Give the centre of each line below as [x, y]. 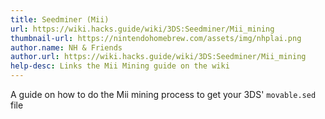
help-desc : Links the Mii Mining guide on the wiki [120, 66]
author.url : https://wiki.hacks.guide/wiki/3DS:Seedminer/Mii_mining [158, 57]
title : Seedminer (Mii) [60, 19]
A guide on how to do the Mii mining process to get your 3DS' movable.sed [163, 94]
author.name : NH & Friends [66, 47]
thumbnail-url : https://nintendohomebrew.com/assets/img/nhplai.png [156, 38]
